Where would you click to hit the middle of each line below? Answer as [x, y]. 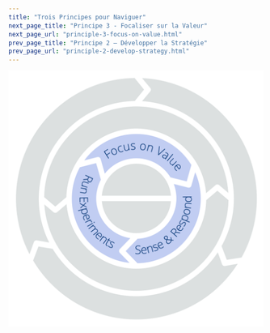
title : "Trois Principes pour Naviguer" [78, 17]
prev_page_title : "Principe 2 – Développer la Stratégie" [108, 43]
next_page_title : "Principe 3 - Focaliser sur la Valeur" [108, 26]
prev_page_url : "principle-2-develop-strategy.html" [99, 51]
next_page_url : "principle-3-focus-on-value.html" [95, 34]
